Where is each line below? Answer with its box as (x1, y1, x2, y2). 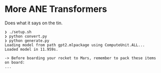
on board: (4, 60, 25, 65)
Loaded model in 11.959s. (4, 47, 58, 52)
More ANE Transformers (4, 3, 107, 15)
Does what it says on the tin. (4, 20, 63, 26)
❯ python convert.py (4, 34, 48, 39)
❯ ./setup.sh (4, 29, 32, 34)
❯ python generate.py (4, 38, 50, 43)
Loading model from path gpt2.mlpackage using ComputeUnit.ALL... (4, 42, 145, 48)
